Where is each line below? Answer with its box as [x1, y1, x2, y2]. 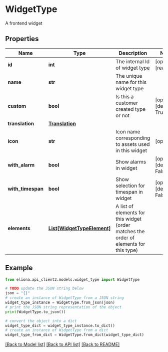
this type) [115, 247, 138, 254]
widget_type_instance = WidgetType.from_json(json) [5, 300, 115, 305]
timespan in [115, 188, 143, 195]
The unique [115, 72, 142, 79]
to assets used [115, 140, 150, 147]
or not [115, 112, 130, 119]
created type [115, 105, 146, 112]
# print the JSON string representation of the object [5, 304, 122, 309]
